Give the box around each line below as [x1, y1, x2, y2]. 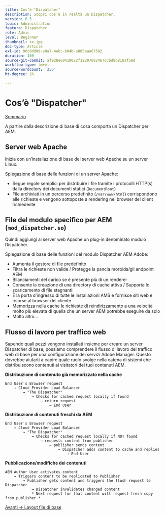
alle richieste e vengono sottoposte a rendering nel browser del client [12, 196, 154, 202]
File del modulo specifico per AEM [5, 216, 112, 224]
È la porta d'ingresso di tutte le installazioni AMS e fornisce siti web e [12, 292, 153, 298]
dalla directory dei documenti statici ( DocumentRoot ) [12, 186, 116, 191]
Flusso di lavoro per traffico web [5, 328, 106, 336]
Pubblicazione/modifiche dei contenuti [5, 460, 87, 466]
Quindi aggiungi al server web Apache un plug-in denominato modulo [5, 236, 146, 242]
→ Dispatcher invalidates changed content [31, 487, 120, 492]
